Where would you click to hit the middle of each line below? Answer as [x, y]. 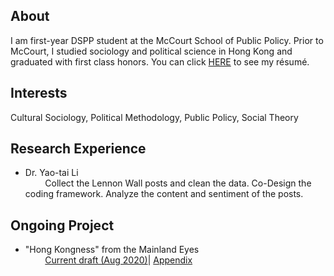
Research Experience [78, 149]
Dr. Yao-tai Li [51, 173]
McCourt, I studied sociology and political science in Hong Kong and [151, 51]
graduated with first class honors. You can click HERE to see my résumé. [160, 61]
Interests [39, 93]
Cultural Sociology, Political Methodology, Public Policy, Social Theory [154, 117]
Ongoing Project [62, 225]
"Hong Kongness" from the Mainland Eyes [112, 250]
